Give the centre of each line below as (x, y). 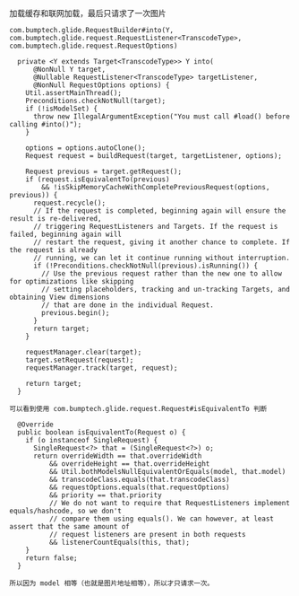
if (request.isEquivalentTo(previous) (98, 180)
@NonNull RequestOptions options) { (101, 85)
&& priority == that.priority (106, 495)
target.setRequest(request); (80, 360)
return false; (51, 558)
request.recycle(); (69, 203)
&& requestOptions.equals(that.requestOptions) (139, 487)
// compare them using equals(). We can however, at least (162, 519)
